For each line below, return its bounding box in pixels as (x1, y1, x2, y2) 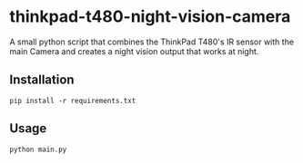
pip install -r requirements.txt (9, 96, 136, 105)
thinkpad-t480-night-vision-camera (9, 6, 291, 27)
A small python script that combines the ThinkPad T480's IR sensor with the (9, 36, 294, 47)
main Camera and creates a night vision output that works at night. (9, 45, 259, 56)
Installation (9, 72, 75, 88)
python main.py (9, 145, 67, 154)
